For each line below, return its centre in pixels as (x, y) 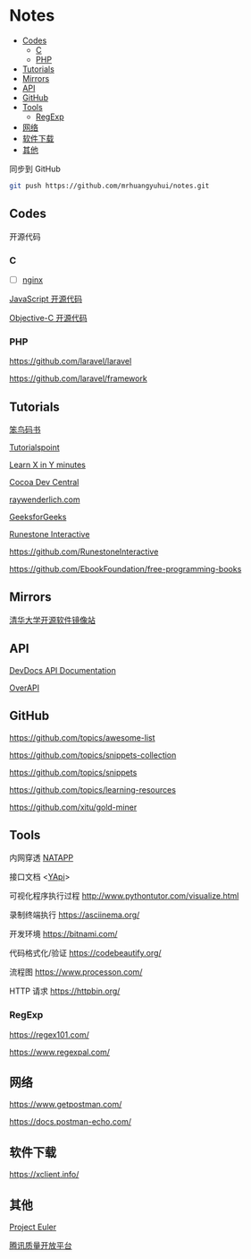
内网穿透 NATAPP (42, 858)
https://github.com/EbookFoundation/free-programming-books (125, 569)
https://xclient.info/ (44, 1175)
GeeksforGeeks (38, 517)
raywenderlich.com (45, 499)
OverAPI (25, 688)
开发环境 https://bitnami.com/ (63, 934)
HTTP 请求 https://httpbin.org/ (65, 991)
